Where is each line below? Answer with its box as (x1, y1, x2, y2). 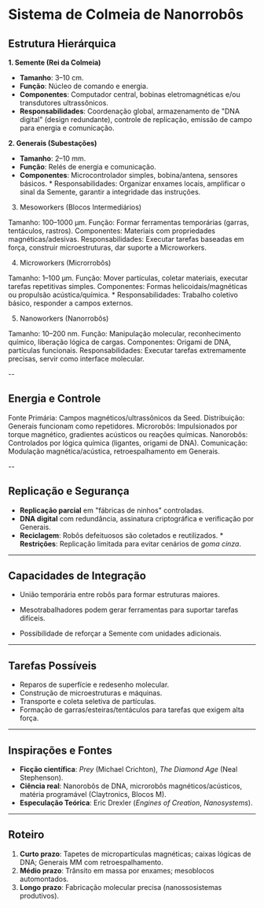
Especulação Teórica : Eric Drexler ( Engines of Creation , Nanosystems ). (19, 798, 253, 808)
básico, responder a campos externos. (8, 298, 134, 308)
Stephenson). (19, 773, 64, 783)
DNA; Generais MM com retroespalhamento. (19, 857, 163, 867)
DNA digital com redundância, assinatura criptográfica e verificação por (19, 513, 254, 523)
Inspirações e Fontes (8, 743, 112, 757)
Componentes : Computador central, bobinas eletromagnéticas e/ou (19, 90, 241, 99)
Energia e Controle (8, 392, 101, 406)
